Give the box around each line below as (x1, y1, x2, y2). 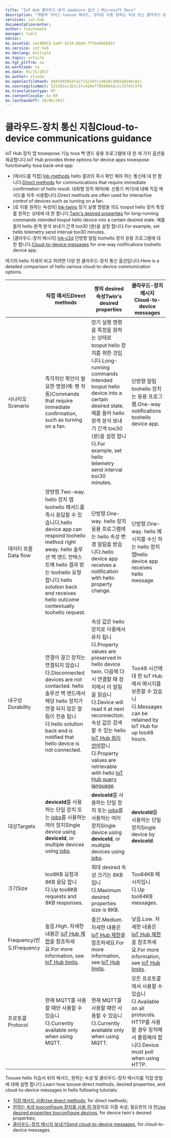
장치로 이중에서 (91, 626, 126, 633)
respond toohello (45, 532, 86, 539)
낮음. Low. (131, 915, 154, 923)
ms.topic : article (5, 55, 44, 60)
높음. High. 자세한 (45, 923, 84, 930)
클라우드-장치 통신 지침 (5, 121, 96, 133)
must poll (131, 1048, 154, 1056)
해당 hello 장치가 (45, 697, 83, 705)
